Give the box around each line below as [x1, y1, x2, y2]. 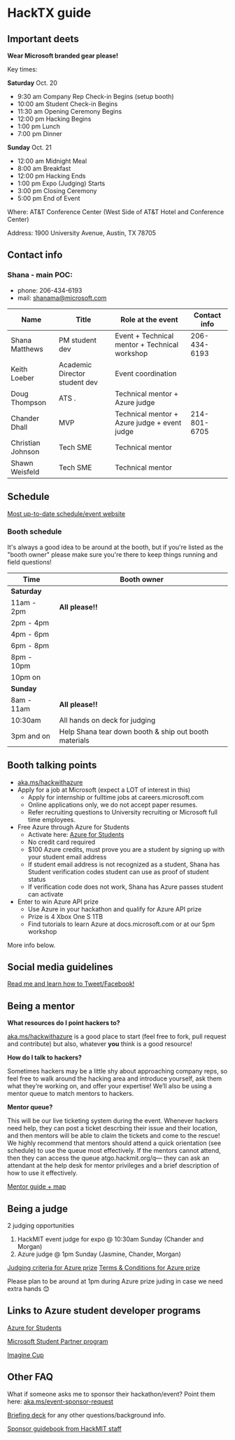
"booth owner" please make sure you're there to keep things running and [7, 550, 218, 559]
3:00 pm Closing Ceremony [17, 187, 97, 194]
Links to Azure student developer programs [7, 1304, 201, 1317]
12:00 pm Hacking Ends [17, 172, 86, 180]
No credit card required [27, 838, 96, 846]
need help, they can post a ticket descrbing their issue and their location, [7, 1124, 218, 1132]
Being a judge [7, 1203, 69, 1215]
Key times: [7, 65, 38, 73]
